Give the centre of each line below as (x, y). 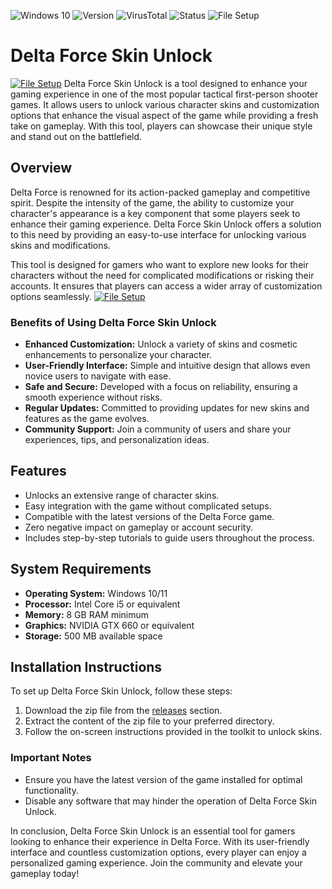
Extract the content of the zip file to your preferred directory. (149, 721)
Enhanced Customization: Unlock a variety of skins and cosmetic (161, 344)
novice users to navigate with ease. (98, 376)
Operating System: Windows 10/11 (96, 593)
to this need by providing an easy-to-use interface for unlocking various (158, 234)
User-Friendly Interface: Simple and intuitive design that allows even (167, 366)
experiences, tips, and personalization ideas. (117, 440)
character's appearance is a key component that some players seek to (155, 213)
